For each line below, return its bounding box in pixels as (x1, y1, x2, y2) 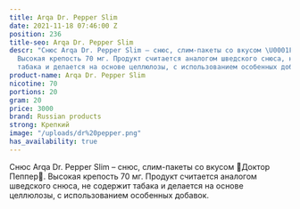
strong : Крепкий (9, 121, 70, 130)
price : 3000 (9, 104, 54, 113)
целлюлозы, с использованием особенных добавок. (9, 189, 210, 200)
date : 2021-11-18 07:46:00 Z (9, 21, 118, 30)
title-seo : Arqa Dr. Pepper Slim (9, 37, 134, 47)
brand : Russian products (9, 112, 102, 121)
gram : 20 (9, 95, 42, 105)
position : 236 (9, 29, 62, 38)
